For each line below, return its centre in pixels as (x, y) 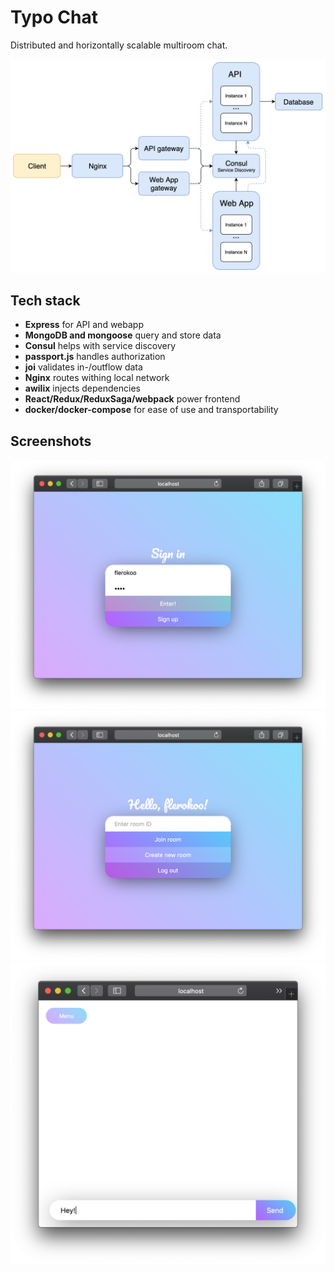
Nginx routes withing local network (97, 378)
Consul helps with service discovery (100, 346)
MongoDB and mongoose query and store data (123, 335)
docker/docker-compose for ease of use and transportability (151, 410)
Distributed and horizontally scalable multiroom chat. (119, 45)
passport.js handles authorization (95, 357)
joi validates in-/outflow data (83, 367)
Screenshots (51, 441)
